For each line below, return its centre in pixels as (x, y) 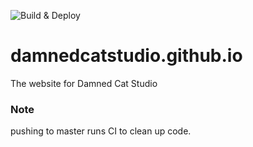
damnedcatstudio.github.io (126, 56)
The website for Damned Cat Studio (84, 83)
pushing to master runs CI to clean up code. (101, 131)
